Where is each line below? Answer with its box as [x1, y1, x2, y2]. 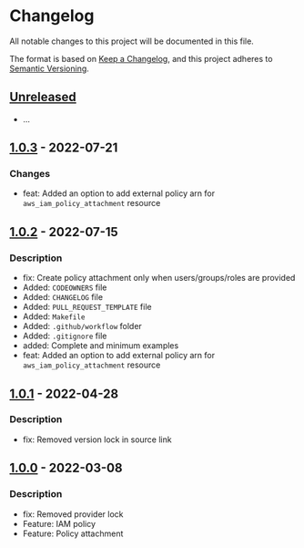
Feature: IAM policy [22, 518, 96, 529]
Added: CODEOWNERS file [22, 282, 107, 293]
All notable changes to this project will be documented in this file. [9, 36, 255, 47]
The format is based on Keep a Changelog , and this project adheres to [9, 53, 273, 64]
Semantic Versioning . [9, 63, 89, 74]
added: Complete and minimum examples [22, 340, 179, 351]
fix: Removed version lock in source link [22, 434, 172, 445]
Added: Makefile [22, 311, 86, 322]
